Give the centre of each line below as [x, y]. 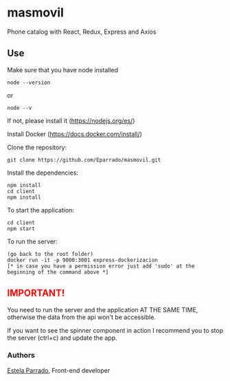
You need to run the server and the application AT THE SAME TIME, [103, 309]
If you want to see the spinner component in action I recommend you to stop [115, 330]
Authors [21, 356]
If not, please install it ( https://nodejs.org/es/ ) [71, 120]
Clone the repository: [37, 147]
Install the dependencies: [43, 173]
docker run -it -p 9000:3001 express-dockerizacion [82, 260]
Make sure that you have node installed [63, 69]
